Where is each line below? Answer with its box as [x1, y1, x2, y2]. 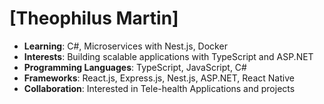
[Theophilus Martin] [9, 7, 179, 30]
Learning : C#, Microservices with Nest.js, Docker [23, 40, 228, 52]
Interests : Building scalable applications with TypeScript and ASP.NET [23, 50, 314, 62]
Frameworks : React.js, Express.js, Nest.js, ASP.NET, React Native [23, 72, 295, 84]
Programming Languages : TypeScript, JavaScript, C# [23, 61, 247, 73]
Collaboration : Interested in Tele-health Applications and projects [23, 82, 296, 94]
